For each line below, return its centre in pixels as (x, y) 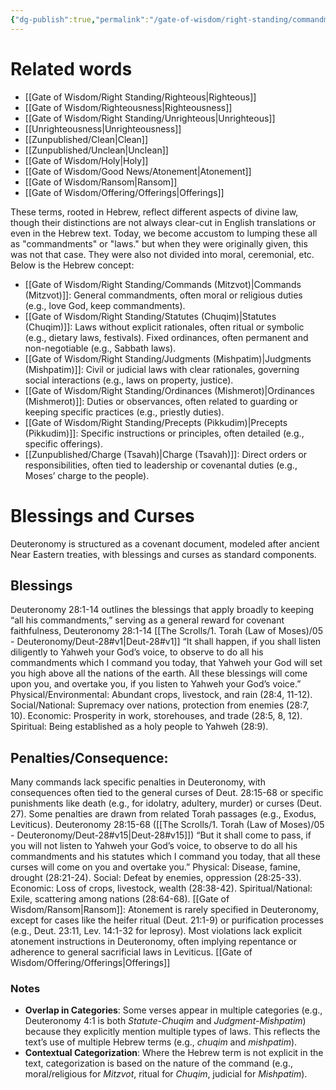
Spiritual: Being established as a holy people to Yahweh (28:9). (139, 727)
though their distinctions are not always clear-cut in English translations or (163, 222)
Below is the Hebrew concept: (72, 265)
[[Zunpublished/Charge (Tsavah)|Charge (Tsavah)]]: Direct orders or (166, 454)
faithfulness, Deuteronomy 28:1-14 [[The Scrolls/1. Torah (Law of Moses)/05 (166, 631)
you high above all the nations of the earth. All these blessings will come (159, 673)
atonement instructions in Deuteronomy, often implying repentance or (154, 942)
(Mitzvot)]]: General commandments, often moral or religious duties (163, 295)
